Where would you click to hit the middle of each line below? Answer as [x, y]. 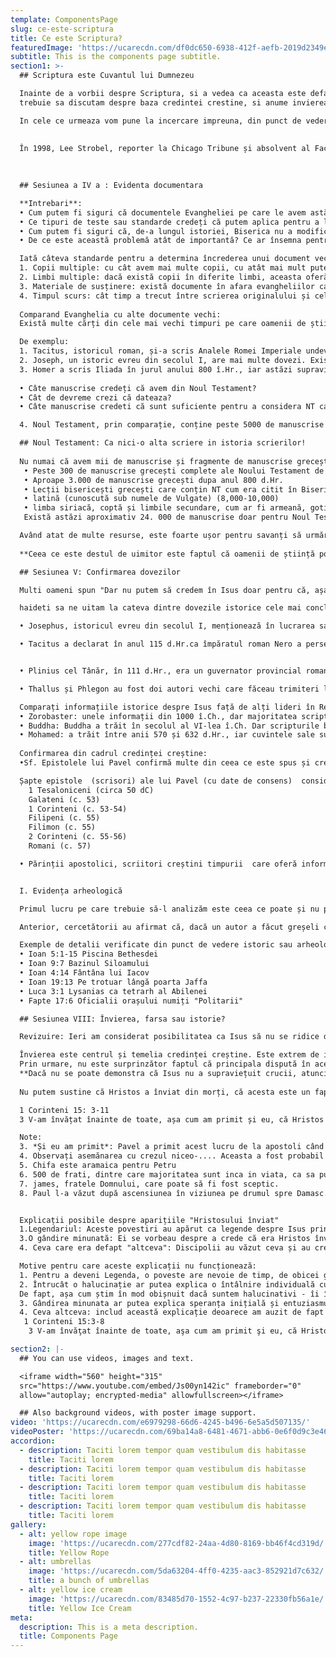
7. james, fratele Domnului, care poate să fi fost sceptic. [149, 1184]
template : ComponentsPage [64, 19]
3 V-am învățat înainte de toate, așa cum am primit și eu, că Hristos [172, 1119]
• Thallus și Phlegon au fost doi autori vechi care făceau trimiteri [169, 689]
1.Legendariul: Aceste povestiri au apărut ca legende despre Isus [163, 1229]
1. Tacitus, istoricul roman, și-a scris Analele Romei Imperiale [160, 351]
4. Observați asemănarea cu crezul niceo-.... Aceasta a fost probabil [172, 1156]
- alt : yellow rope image [73, 1534]
